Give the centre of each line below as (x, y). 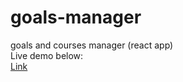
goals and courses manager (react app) (92, 45)
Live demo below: (47, 55)
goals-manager (76, 17)
